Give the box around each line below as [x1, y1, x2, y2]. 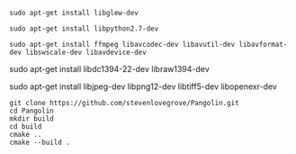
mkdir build [9, 114, 54, 123]
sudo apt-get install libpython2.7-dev [9, 24, 159, 33]
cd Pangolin [9, 106, 54, 115]
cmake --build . [9, 138, 70, 147]
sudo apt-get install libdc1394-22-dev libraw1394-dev [9, 64, 210, 74]
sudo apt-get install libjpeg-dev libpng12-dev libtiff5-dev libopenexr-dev [9, 81, 277, 92]
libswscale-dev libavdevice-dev [25, 48, 147, 57]
